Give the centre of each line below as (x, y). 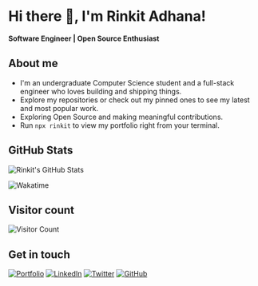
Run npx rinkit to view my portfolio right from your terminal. (119, 125)
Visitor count (41, 210)
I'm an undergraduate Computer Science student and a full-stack (127, 82)
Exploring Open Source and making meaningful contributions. (121, 117)
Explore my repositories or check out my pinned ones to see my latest (135, 100)
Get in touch (39, 254)
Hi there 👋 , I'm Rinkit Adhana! (107, 16)
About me (33, 64)
